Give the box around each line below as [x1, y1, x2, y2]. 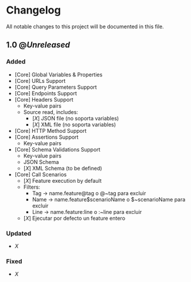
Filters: [23, 183, 41, 190]
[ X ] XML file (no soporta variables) [32, 121, 116, 128]
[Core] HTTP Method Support [14, 127, 87, 134]
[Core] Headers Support [14, 96, 73, 103]
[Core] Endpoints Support [14, 89, 78, 97]
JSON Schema [23, 158, 59, 165]
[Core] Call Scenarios [14, 171, 67, 178]
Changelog [6, 4, 61, 17]
